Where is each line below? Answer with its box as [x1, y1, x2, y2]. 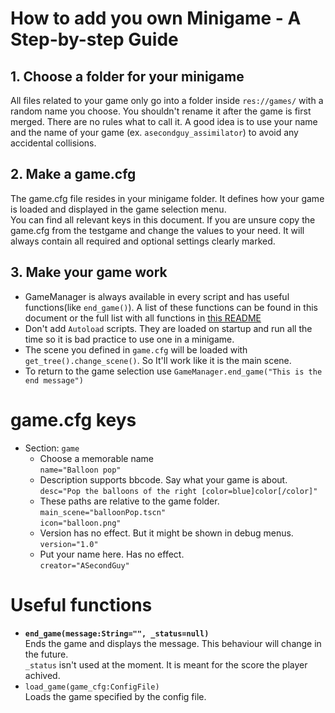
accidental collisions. [10, 137, 97, 149]
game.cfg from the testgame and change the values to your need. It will [10, 224, 305, 236]
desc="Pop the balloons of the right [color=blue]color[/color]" [39, 486, 318, 496]
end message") [24, 375, 84, 386]
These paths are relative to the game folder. [39, 495, 220, 507]
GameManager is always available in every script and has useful [24, 290, 290, 302]
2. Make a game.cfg [10, 166, 137, 183]
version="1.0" [39, 539, 99, 549]
